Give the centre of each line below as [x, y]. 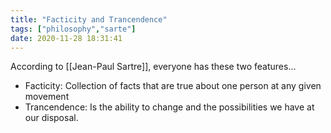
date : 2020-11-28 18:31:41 [66, 38]
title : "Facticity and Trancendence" [89, 19]
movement [47, 97]
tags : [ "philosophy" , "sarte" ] [73, 29]
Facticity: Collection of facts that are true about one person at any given [173, 86]
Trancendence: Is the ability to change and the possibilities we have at [169, 107]
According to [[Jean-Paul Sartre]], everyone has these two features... [153, 67]
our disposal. [51, 118]
